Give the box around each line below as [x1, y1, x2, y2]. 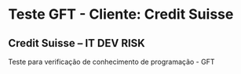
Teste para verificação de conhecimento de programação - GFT [8, 57, 215, 66]
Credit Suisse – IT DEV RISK [8, 37, 145, 50]
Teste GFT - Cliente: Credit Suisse [8, 5, 234, 23]
